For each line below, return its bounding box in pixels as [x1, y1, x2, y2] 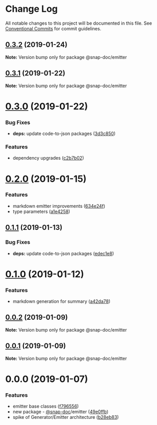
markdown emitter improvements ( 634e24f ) [12, 203, 106, 209]
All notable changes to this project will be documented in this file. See [5, 20, 152, 26]
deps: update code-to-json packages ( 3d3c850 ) [12, 130, 116, 137]
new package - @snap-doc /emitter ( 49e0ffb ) [12, 409, 109, 415]
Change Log [5, 3, 58, 15]
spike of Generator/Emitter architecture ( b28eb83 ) [12, 414, 119, 420]
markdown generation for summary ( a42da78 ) [12, 298, 111, 304]
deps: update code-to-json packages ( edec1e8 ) [12, 250, 114, 257]
